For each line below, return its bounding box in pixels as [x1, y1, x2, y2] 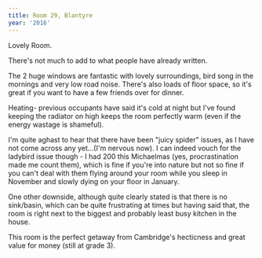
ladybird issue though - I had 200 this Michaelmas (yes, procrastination [8, 151, 239, 161]
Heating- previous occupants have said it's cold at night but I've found [8, 103, 236, 112]
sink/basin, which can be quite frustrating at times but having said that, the [8, 200, 249, 209]
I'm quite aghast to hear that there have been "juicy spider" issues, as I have [8, 135, 255, 144]
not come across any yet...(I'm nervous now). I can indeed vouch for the [8, 143, 242, 153]
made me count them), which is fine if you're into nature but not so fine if [8, 160, 245, 169]
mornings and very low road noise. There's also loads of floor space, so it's [8, 79, 253, 89]
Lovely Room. [8, 40, 53, 50]
